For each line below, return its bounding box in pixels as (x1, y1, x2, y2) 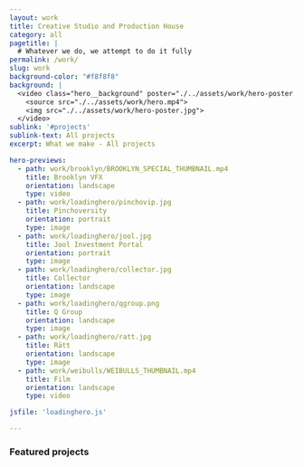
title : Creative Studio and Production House (9, 22, 184, 31)
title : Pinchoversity (25, 206, 107, 215)
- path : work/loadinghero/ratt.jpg (17, 332, 152, 342)
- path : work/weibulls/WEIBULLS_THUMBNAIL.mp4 (17, 366, 196, 376)
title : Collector (25, 273, 91, 283)
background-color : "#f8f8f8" (9, 72, 119, 81)
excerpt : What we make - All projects (9, 139, 156, 148)
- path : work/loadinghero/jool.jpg (17, 232, 152, 241)
